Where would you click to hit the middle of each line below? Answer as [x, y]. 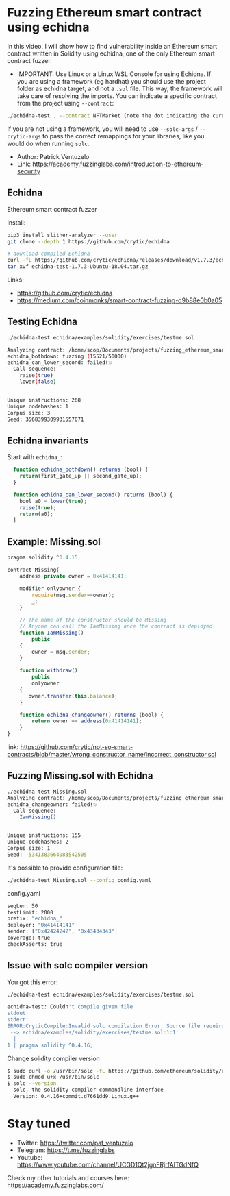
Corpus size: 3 [29, 413]
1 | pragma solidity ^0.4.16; [50, 1045]
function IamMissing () [52, 633]
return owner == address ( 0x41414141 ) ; [87, 721]
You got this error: [33, 982]
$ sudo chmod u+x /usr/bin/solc [53, 1077]
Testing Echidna [42, 322]
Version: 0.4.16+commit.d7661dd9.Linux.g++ [76, 1097]
